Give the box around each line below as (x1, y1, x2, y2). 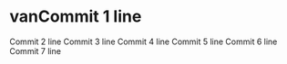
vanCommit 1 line (9, 6, 142, 27)
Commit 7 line (9, 45, 62, 56)
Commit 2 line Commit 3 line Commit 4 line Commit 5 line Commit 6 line (9, 36, 278, 47)
